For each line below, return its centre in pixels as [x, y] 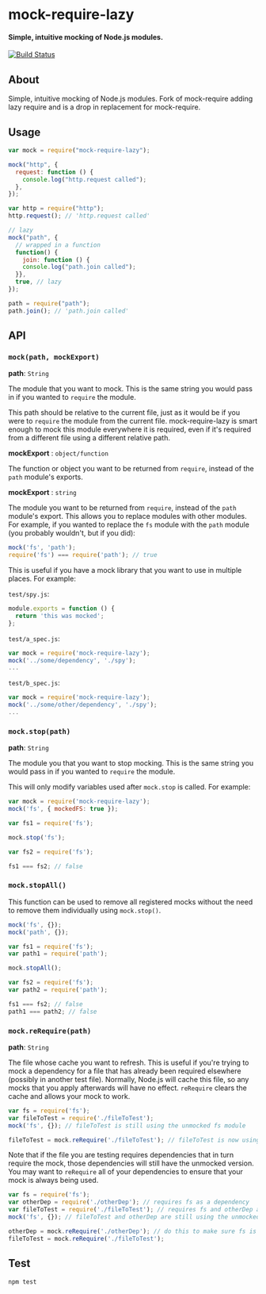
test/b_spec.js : [34, 683]
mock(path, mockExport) [54, 357]
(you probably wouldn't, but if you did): [72, 533]
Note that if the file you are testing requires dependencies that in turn [121, 1155]
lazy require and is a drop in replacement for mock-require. [104, 107]
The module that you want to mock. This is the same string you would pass [131, 389]
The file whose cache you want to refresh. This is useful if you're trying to [129, 1062]
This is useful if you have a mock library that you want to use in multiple [125, 570]
